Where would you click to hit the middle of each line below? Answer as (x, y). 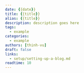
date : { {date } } (20, 9)
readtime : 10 (18, 63)
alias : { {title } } (23, 18)
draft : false (18, 49)
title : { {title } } (23, 14)
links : (12, 54)
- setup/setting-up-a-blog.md (40, 59)
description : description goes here (42, 23)
